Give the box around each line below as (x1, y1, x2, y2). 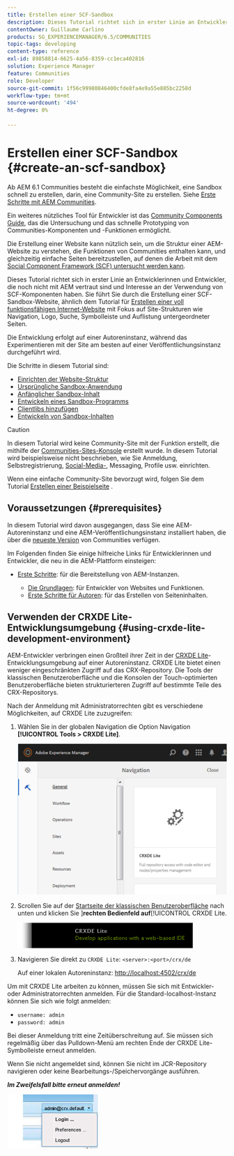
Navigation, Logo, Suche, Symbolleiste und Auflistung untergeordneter (7, 312, 210, 321)
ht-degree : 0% (7, 107, 49, 114)
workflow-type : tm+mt (7, 92, 70, 99)
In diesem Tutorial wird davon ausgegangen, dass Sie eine (7, 521, 175, 529)
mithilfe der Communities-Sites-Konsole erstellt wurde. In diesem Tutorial (7, 446, 218, 454)
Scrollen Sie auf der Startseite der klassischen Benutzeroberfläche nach (17, 901, 225, 909)
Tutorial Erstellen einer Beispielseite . (7, 481, 114, 491)
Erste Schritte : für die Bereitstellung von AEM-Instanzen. (17, 570, 180, 578)
